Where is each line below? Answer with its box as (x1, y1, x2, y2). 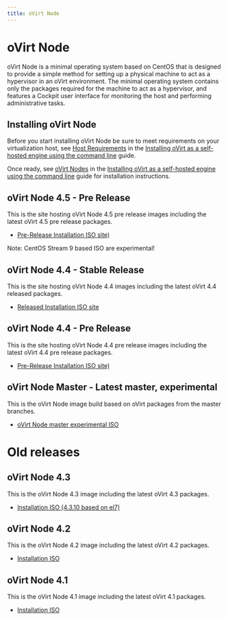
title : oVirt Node (7, 10, 60, 17)
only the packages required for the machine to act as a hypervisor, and (7, 84, 207, 93)
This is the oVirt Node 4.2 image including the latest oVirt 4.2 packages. (7, 541, 210, 549)
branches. (7, 406, 36, 415)
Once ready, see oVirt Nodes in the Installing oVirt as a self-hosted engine (7, 165, 216, 173)
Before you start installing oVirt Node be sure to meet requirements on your (7, 137, 220, 145)
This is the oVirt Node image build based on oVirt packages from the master (7, 400, 221, 408)
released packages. (7, 290, 63, 297)
